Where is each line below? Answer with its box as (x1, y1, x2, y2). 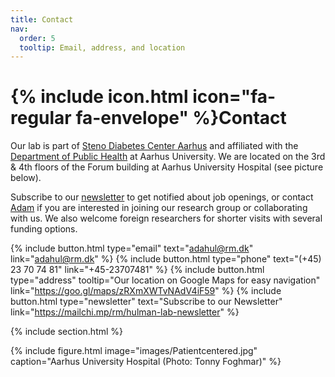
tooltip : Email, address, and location (19, 42, 186, 53)
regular (10, 107, 72, 130)
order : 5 (19, 33, 56, 43)
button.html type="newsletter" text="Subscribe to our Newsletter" (10, 296, 283, 308)
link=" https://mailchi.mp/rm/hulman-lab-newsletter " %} (10, 306, 240, 318)
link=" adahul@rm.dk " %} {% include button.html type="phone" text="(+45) (10, 253, 322, 265)
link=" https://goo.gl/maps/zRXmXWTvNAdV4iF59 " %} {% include (10, 285, 282, 297)
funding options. (10, 223, 78, 235)
